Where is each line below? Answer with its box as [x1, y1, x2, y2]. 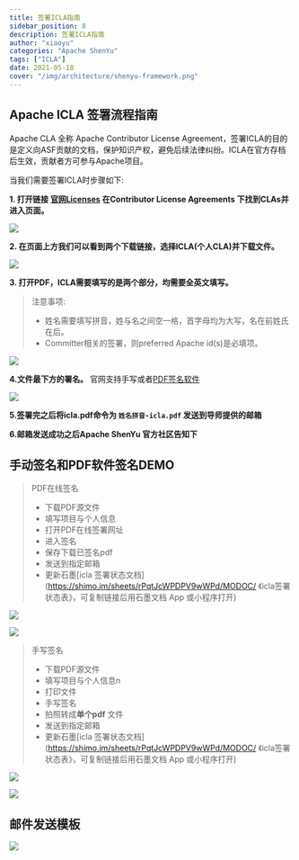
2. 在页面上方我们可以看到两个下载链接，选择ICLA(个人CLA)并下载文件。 [9, 240, 280, 252]
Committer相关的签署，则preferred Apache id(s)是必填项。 [44, 337, 263, 348]
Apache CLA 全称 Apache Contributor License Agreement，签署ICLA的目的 [9, 132, 288, 144]
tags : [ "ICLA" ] [9, 55, 66, 64]
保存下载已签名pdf [44, 547, 113, 558]
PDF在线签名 [31, 483, 79, 494]
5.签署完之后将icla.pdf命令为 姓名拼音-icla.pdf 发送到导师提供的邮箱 [9, 409, 262, 420]
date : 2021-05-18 [9, 64, 75, 73]
